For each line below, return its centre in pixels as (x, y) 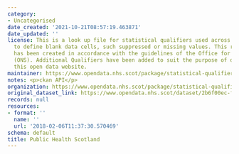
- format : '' (27, 113)
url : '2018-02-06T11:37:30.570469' (67, 126)
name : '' (27, 119)
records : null (28, 100)
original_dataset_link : (43, 93)
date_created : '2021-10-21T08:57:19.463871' (74, 27)
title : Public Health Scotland (54, 139)
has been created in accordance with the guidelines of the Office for (122, 54)
